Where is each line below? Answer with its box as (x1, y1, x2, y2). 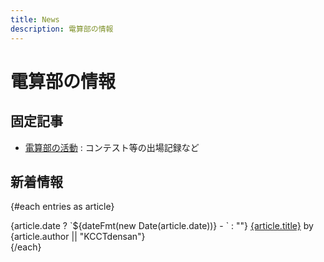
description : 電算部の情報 (10, 24, 114, 34)
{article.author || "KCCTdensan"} (10, 231, 146, 243)
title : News (10, 14, 60, 25)
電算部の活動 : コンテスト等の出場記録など (24, 141, 200, 153)
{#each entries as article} (10, 201, 115, 213)
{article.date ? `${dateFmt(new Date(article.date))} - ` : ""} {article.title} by (10, 220, 314, 232)
